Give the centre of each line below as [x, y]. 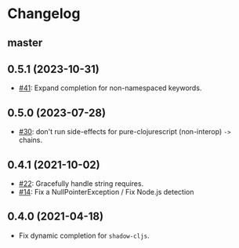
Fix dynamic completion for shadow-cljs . [84, 235]
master [25, 43]
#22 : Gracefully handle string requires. [81, 184]
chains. [31, 140]
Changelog [44, 14]
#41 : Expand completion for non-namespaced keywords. [110, 88]
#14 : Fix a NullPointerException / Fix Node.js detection [106, 192]
